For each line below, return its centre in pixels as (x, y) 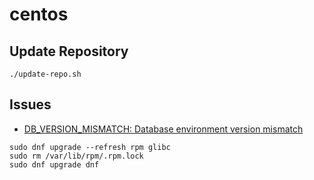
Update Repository (69, 51)
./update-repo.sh (45, 74)
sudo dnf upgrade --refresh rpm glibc (90, 147)
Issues (30, 104)
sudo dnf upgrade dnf (54, 164)
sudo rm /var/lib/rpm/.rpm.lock (76, 156)
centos (39, 14)
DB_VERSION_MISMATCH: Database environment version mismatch (163, 129)
